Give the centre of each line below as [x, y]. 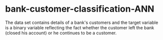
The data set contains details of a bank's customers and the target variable [82, 22]
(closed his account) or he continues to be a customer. [61, 33]
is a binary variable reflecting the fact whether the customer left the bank [80, 27]
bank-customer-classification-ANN [80, 9]
